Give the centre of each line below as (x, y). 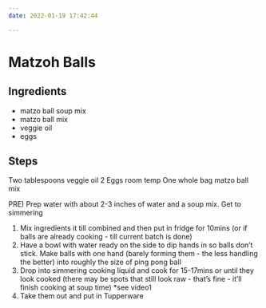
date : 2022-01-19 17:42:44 (53, 16)
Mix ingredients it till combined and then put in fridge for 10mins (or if (133, 228)
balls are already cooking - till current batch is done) (106, 237)
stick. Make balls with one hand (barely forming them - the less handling (139, 254)
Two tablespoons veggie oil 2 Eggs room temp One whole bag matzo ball (129, 180)
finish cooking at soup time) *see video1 (85, 287)
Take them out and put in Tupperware (81, 296)
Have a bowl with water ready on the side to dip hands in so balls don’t (136, 245)
